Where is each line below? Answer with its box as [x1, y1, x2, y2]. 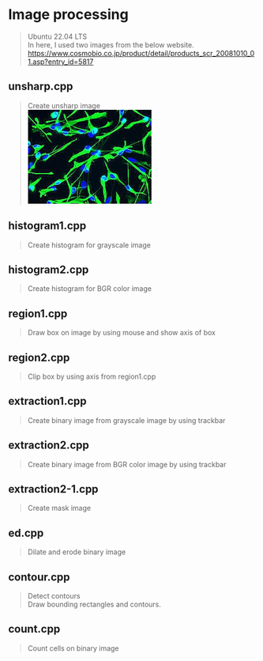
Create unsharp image [27, 100, 101, 110]
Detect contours [27, 591, 81, 601]
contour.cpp [8, 570, 70, 584]
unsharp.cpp [8, 80, 73, 93]
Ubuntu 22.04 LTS [27, 32, 88, 41]
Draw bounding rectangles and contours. [27, 599, 162, 610]
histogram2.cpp [8, 263, 89, 276]
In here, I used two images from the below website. [27, 40, 195, 49]
